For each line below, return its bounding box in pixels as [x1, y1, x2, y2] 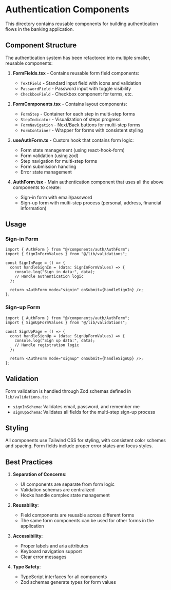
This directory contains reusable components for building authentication [5, 21, 158, 27]
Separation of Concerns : [12, 471, 67, 478]
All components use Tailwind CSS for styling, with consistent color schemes [5, 437, 166, 444]
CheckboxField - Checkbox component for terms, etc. [20, 91, 134, 97]
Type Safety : [12, 564, 41, 570]
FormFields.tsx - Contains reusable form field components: [12, 70, 140, 76]
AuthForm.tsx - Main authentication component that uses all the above [12, 179, 164, 185]
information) [20, 205, 47, 211]
